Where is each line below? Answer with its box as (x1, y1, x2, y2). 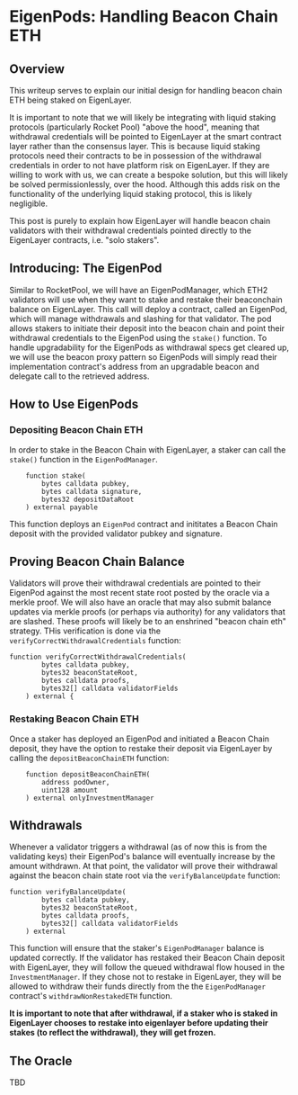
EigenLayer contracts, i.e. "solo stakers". (9, 235, 160, 245)
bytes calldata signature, (41, 487, 143, 496)
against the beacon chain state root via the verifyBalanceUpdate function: (9, 870, 281, 881)
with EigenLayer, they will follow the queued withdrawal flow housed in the (9, 962, 285, 973)
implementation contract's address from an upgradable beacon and (9, 361, 259, 372)
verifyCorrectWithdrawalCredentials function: (9, 635, 181, 646)
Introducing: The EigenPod (9, 261, 162, 276)
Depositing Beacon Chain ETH (9, 424, 144, 436)
